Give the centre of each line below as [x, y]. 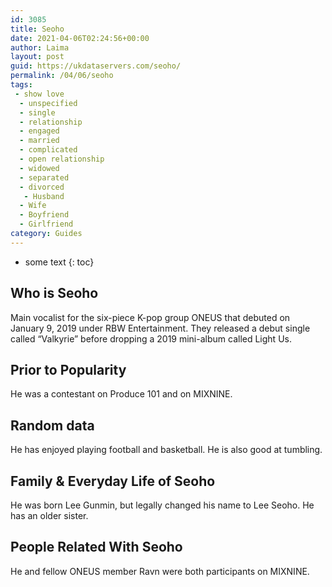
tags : [21, 85]
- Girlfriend [46, 224]
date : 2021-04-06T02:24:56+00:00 [80, 38]
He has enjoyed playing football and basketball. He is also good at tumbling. [166, 450]
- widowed [39, 168]
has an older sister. [49, 515]
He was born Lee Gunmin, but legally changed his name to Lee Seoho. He [162, 505]
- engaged [39, 131]
